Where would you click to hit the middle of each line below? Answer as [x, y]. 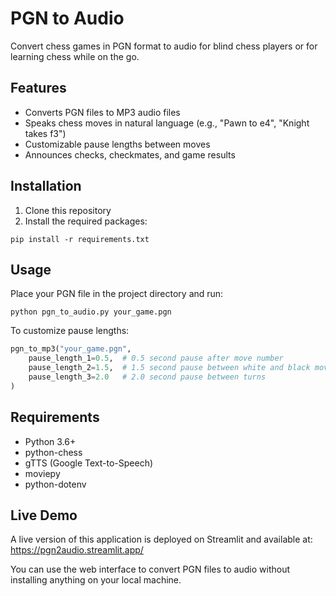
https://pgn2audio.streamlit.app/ [77, 550]
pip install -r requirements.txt [80, 239]
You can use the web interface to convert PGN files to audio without [150, 569]
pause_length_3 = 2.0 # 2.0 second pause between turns [147, 377]
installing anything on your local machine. [96, 580]
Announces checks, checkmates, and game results [130, 154]
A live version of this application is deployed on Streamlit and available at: [161, 539]
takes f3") [45, 133]
